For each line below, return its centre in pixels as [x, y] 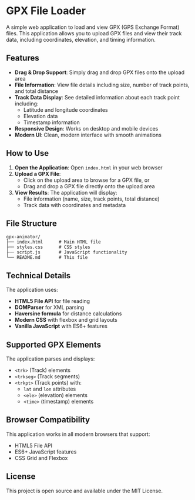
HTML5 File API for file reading [52, 301]
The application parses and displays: [51, 359]
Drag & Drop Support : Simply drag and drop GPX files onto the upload [100, 72]
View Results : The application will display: [66, 192]
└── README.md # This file [47, 258]
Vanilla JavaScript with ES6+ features [61, 326]
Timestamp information [52, 122]
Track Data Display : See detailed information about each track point [97, 97]
